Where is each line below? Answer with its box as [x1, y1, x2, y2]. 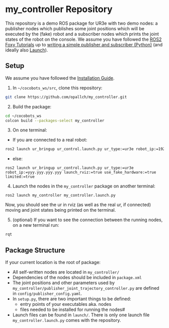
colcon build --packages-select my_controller [5, 118, 105, 123]
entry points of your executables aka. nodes [20, 301, 112, 307]
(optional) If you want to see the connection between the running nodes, [12, 217, 163, 223]
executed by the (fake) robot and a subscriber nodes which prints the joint [5, 31, 159, 37]
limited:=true [5, 174, 35, 179]
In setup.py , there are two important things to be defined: [12, 296, 132, 302]
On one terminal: [12, 127, 47, 133]
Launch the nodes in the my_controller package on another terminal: [12, 183, 156, 189]
